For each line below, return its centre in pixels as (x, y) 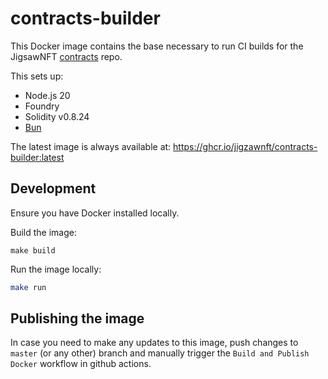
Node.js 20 (47, 95)
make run (28, 287)
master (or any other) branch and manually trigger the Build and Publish (160, 353)
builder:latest (37, 157)
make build (33, 250)
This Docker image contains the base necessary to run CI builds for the (157, 46)
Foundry (42, 106)
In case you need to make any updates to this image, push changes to (154, 343)
